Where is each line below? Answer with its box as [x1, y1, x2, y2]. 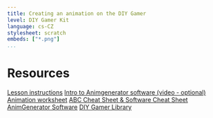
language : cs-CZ [7, 23, 54, 30]
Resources [7, 66, 70, 81]
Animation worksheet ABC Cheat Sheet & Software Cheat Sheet [7, 96, 188, 104]
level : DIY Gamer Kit [7, 17, 70, 23]
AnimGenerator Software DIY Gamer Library [7, 103, 132, 111]
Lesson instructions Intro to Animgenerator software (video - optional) [7, 88, 206, 97]
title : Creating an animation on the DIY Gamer [7, 10, 147, 17]
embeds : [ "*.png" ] [7, 36, 60, 43]
